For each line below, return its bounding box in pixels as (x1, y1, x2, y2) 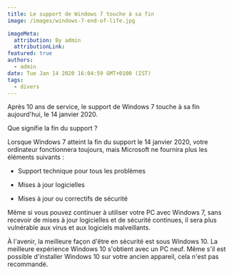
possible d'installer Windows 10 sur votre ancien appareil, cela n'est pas (7, 253, 219, 261)
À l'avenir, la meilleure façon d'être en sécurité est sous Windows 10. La (7, 237, 218, 246)
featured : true (7, 50, 53, 57)
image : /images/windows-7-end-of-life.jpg (7, 17, 135, 24)
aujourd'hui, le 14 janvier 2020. (7, 110, 98, 118)
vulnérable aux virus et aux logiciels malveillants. (7, 223, 151, 232)
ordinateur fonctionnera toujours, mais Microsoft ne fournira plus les (7, 146, 208, 154)
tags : (7, 76, 24, 83)
